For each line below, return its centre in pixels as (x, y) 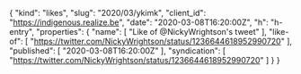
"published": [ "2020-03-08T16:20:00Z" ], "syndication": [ (118, 51)
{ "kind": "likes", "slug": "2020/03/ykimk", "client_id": (108, 13)
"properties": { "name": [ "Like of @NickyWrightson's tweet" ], (151, 32)
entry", (22, 32)
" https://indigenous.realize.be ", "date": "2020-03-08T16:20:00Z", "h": (139, 22)
